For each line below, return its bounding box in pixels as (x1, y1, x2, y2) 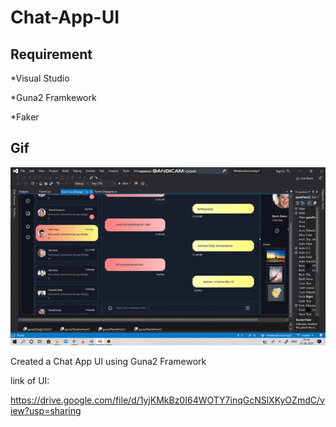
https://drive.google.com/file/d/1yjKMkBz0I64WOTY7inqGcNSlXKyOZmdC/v (10, 394, 325, 406)
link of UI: (10, 374, 50, 386)
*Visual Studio (10, 72, 70, 84)
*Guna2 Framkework (10, 92, 97, 103)
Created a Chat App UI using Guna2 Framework (10, 355, 207, 367)
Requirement (10, 46, 93, 63)
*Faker (10, 111, 40, 123)
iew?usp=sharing (10, 404, 82, 416)
